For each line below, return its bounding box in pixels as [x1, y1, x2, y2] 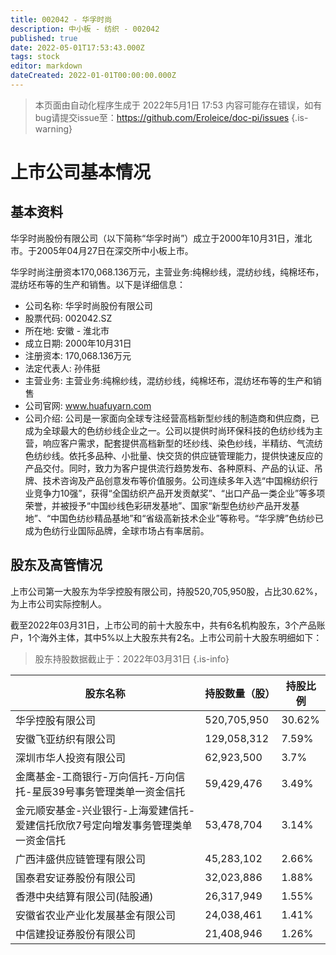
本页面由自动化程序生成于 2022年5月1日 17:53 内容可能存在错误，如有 [34, 99, 323, 111]
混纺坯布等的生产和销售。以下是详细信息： [10, 278, 186, 290]
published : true [10, 33, 78, 43]
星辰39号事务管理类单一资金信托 [31, 784, 186, 798]
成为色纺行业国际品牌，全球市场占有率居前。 [24, 524, 210, 536]
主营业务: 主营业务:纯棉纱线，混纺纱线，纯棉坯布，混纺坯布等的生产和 [24, 374, 313, 386]
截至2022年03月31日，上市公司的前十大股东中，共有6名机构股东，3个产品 [10, 619, 317, 631]
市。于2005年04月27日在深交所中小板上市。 [10, 244, 194, 256]
